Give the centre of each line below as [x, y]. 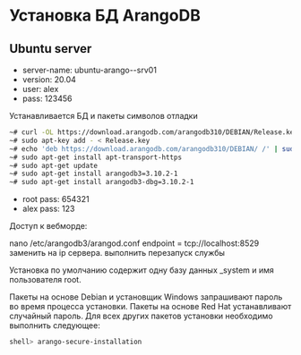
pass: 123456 [47, 98]
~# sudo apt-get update [54, 165]
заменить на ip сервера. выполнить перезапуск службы [117, 253]
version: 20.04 [49, 80]
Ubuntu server [51, 49]
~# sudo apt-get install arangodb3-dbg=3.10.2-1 [102, 182]
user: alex [40, 89]
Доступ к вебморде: [48, 226]
